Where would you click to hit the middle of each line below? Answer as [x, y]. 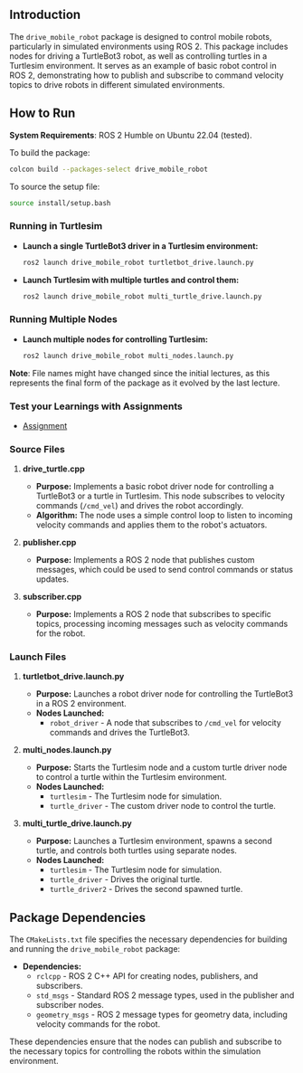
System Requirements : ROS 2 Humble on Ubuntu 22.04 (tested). [131, 135]
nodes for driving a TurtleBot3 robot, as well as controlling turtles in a [138, 56]
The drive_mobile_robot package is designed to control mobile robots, [141, 36]
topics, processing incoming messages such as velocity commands [162, 624]
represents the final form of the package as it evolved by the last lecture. [145, 383]
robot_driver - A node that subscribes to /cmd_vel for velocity [166, 723]
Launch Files [38, 657]
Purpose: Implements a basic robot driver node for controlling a [155, 487]
